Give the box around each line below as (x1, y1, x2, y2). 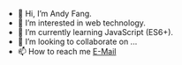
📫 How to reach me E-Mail (17, 47, 117, 56)
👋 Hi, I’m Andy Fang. (17, 9, 93, 18)
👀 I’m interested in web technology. (17, 18, 146, 28)
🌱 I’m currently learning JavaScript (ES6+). (17, 27, 174, 37)
